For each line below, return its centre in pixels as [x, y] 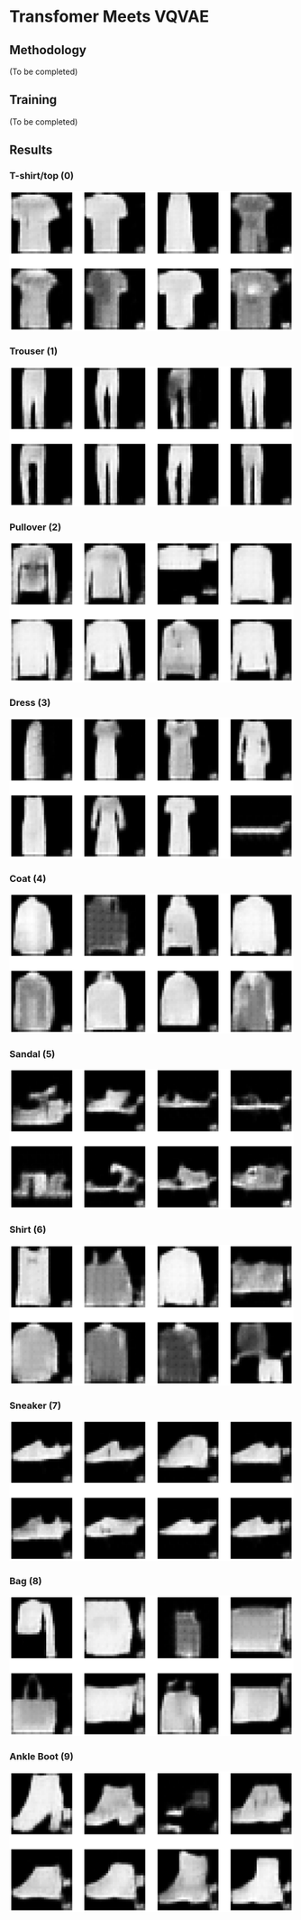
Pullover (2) [35, 527]
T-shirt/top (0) [42, 176]
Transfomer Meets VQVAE [109, 17]
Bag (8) [26, 1581]
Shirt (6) [28, 1229]
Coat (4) [28, 878]
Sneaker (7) [35, 1405]
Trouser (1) [34, 351]
